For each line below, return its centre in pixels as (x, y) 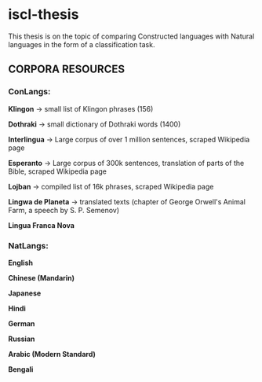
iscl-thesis (44, 15)
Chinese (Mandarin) (42, 277)
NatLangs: (28, 245)
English (21, 263)
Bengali (21, 369)
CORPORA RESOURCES (67, 70)
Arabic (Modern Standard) (52, 354)
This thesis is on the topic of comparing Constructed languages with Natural (131, 36)
